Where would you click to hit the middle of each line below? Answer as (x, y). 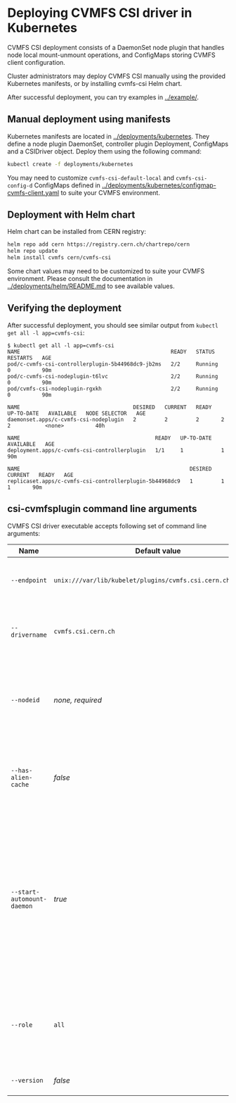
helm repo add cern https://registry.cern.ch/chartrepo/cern (99, 244)
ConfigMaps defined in (67, 185)
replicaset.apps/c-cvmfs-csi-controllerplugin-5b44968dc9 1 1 (116, 481)
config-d (20, 186)
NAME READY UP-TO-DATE (110, 438)
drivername (29, 635)
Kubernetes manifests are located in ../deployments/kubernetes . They (109, 136)
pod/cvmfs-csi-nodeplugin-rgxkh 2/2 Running (113, 389)
